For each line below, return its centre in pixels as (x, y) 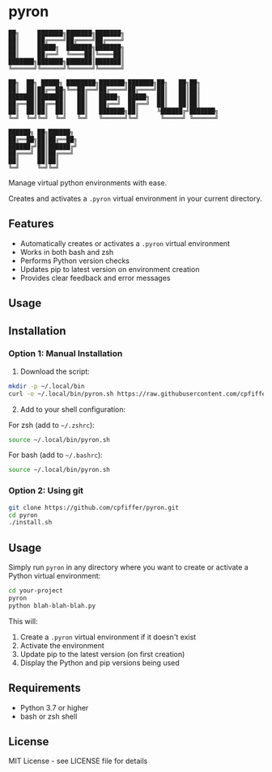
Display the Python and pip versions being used (100, 663)
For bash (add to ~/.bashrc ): (55, 455)
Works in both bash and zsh (67, 252)
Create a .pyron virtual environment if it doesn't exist (108, 637)
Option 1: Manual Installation (66, 354)
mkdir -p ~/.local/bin (47, 386)
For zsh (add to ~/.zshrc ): (51, 425)
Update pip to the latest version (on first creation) (102, 654)
